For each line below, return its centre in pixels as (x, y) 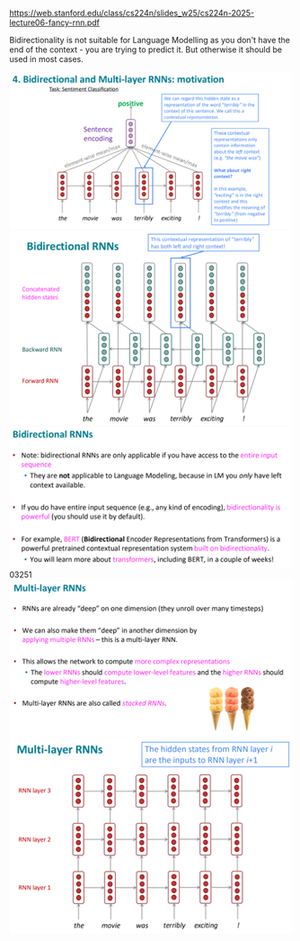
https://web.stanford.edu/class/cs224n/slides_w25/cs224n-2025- (132, 13)
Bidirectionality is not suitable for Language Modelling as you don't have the (150, 40)
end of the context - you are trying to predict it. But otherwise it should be (146, 50)
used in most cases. (46, 59)
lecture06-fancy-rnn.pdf (55, 23)
